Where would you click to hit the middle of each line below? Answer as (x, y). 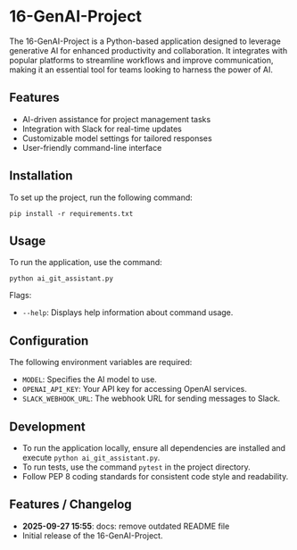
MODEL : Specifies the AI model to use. (90, 379)
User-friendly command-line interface (92, 147)
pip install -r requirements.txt (71, 213)
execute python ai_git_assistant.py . (91, 458)
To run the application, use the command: (86, 262)
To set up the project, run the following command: (101, 197)
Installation (41, 176)
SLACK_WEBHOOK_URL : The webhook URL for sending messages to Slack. (151, 398)
